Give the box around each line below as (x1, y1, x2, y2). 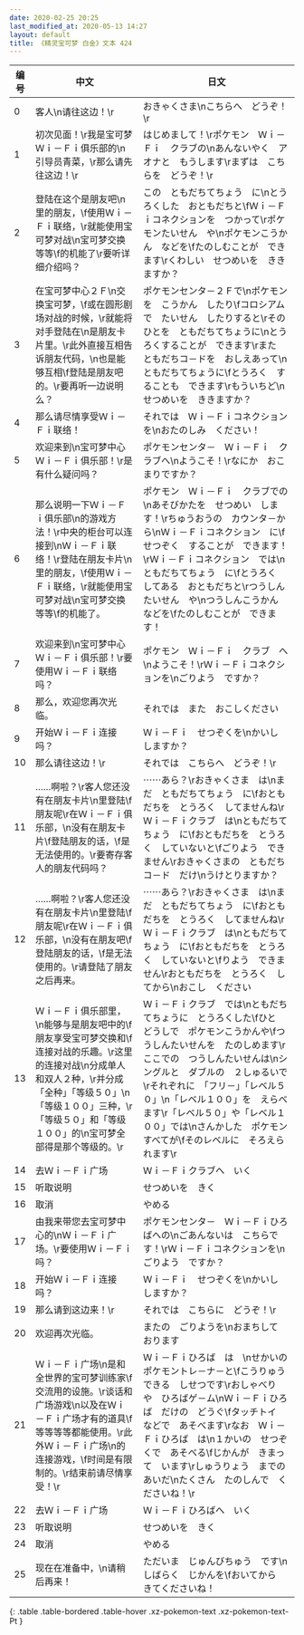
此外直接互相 (69, 339, 124, 351)
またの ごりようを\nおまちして (143, 1321, 279, 1333)
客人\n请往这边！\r (34, 106, 115, 119)
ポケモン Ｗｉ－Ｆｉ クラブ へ (143, 645, 289, 658)
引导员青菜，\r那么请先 (34, 156, 133, 168)
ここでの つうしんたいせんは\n (143, 1053, 279, 1065)
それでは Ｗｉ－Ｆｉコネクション (143, 410, 288, 423)
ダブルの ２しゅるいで (188, 1066, 288, 1079)
